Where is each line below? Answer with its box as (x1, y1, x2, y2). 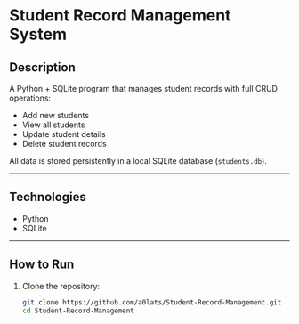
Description (9, 60, 76, 75)
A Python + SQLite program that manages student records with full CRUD (9, 84, 279, 93)
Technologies (9, 190, 87, 205)
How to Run (9, 257, 75, 272)
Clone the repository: (21, 280, 101, 291)
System (9, 24, 68, 45)
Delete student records (21, 139, 107, 149)
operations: (9, 93, 52, 103)
